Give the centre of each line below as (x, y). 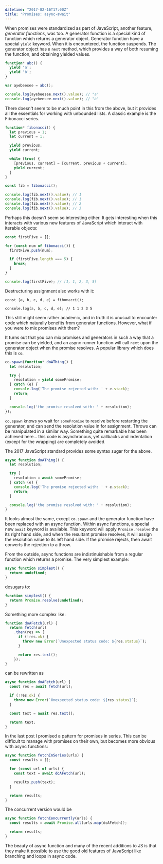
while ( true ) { (25, 159)
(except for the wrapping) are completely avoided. (55, 442)
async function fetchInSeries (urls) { (44, 755)
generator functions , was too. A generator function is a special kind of (75, 33)
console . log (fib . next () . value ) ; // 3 (43, 208)
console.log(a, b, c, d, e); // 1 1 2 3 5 (49, 309)
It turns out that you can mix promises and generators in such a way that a (80, 337)
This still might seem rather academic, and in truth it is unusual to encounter (81, 317)
